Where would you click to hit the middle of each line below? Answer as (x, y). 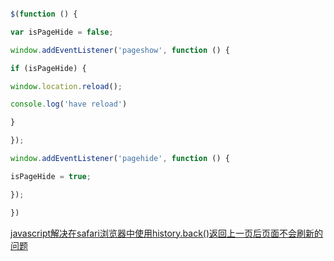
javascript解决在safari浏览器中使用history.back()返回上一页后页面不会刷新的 (167, 233)
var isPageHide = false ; (62, 32)
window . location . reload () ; (66, 86)
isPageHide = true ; (51, 176)
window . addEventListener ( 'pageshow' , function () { (120, 50)
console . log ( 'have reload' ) (69, 104)
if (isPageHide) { (48, 68)
